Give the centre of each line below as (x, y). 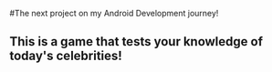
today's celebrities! (66, 56)
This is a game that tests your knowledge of (136, 41)
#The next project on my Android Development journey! (114, 13)
